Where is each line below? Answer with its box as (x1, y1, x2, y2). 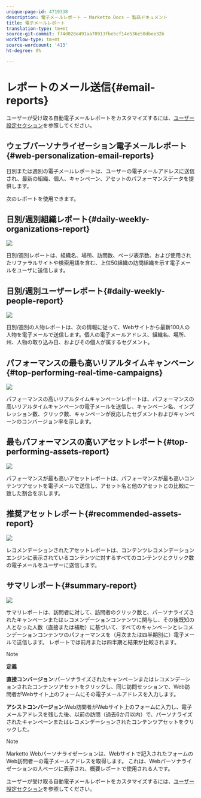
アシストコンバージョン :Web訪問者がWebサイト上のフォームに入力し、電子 (6, 703, 193, 711)
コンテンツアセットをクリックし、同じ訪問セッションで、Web (32, 683, 185, 690)
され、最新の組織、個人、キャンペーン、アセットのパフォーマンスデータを (6, 175, 190, 182)
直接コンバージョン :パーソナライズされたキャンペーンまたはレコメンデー (6, 676, 185, 683)
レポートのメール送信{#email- (6, 80, 156, 94)
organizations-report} (6, 224, 90, 234)
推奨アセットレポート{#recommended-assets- (6, 509, 182, 519)
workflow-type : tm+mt (6, 37, 60, 43)
